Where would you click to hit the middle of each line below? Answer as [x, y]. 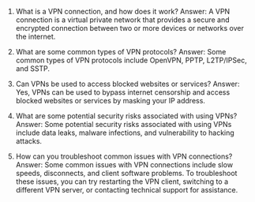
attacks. [28, 141]
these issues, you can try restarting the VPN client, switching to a [122, 181]
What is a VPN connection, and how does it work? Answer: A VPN [123, 11]
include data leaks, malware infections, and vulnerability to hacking [125, 133]
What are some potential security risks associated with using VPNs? [126, 116]
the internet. [36, 36]
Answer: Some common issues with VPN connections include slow [124, 165]
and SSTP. [32, 69]
